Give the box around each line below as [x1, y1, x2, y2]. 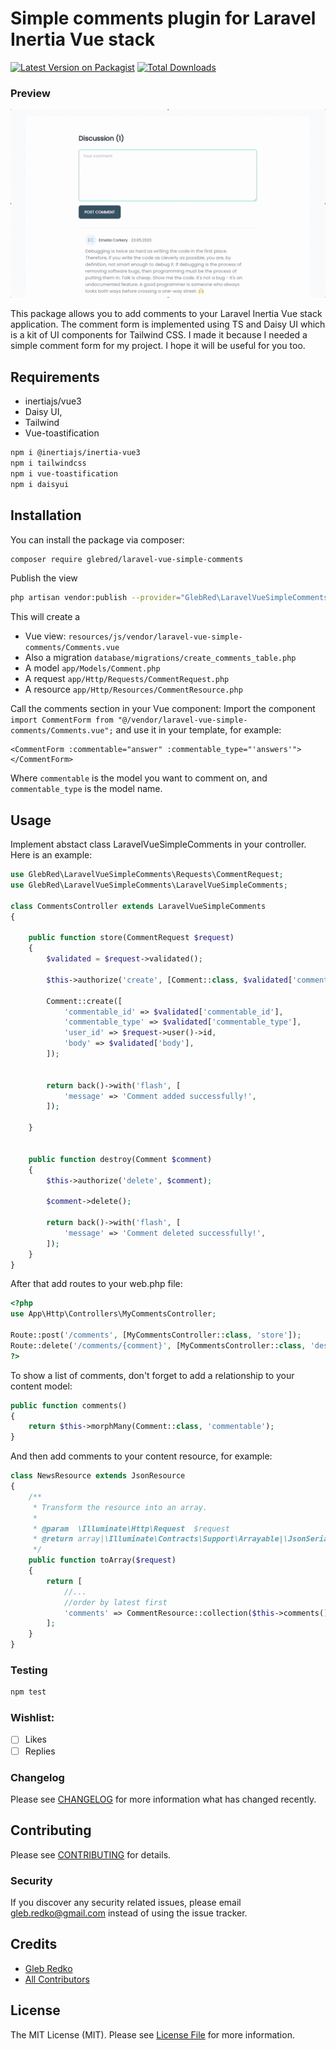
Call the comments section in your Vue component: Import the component [10, 703, 316, 715]
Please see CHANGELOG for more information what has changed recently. [10, 1793, 317, 1805]
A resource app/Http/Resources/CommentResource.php [24, 683, 243, 696]
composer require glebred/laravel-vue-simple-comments [10, 554, 244, 564]
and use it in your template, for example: [115, 724, 282, 736]
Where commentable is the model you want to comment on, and [10, 772, 268, 784]
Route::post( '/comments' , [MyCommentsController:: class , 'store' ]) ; [10, 1330, 302, 1341]
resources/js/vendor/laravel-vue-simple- [68, 632, 243, 642]
